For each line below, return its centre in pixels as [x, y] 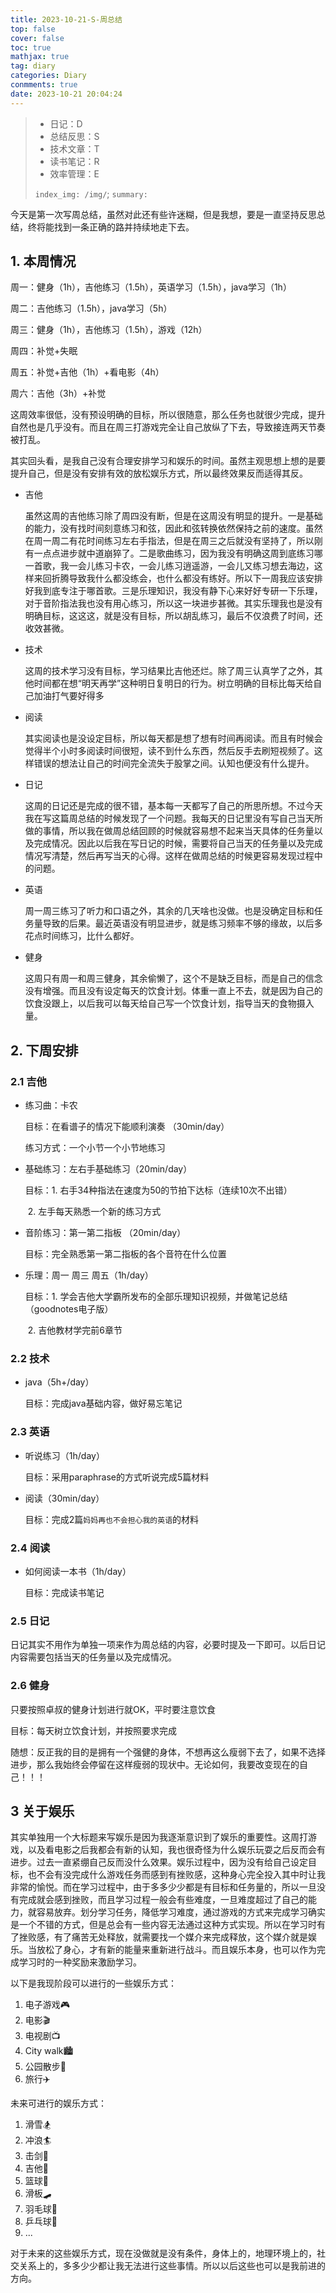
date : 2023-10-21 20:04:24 [66, 94]
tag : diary [33, 66]
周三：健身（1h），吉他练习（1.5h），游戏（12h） [109, 330]
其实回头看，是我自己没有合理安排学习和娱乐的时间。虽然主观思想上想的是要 [168, 461]
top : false [33, 29]
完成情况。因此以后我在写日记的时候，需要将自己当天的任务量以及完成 [178, 843]
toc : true [31, 47]
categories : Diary [48, 76]
